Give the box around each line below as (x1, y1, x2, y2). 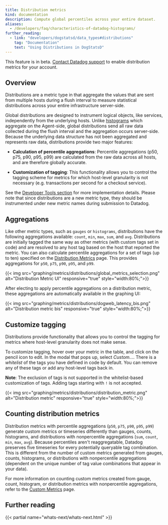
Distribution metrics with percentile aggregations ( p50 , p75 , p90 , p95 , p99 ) (5, 423, 154, 429)
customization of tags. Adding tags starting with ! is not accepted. (5, 380, 142, 386)
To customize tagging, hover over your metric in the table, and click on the (5, 349, 159, 355)
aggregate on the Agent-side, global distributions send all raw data (5, 123, 143, 129)
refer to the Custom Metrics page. (5, 486, 75, 492)
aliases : (5, 21, 24, 27)
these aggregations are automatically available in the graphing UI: (5, 290, 141, 297)
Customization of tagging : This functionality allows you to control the (12, 169, 157, 175)
